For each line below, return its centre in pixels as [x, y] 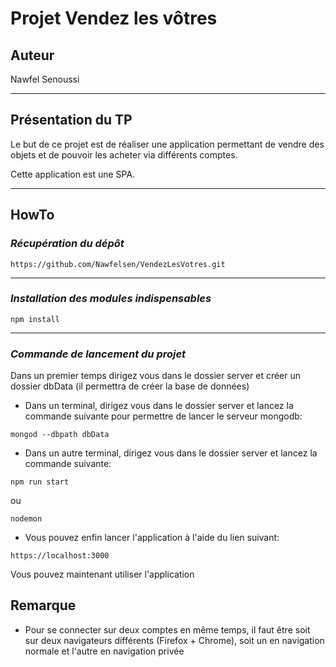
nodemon [26, 519]
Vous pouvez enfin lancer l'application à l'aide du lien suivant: [152, 538]
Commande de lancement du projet [98, 354]
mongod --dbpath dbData [60, 435]
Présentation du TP [71, 120]
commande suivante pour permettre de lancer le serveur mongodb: [163, 416]
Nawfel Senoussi [45, 79]
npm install [35, 319]
